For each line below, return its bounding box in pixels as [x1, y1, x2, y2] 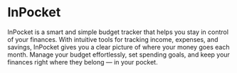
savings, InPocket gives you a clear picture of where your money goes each [7, 43, 230, 51]
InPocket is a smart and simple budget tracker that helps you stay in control [7, 28, 229, 36]
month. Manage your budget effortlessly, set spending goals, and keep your [7, 50, 230, 59]
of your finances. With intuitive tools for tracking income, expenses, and [7, 35, 218, 43]
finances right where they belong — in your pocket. [7, 57, 158, 66]
